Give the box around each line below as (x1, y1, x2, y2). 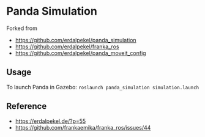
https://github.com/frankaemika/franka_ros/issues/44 (15, 124, 151, 131)
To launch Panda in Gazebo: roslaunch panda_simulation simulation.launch (6, 83, 199, 91)
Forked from (6, 24, 38, 32)
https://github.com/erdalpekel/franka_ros (15, 43, 119, 50)
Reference (6, 101, 47, 111)
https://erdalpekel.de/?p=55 (15, 117, 86, 125)
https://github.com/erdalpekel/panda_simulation (15, 36, 136, 43)
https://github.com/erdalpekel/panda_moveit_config (15, 49, 146, 56)
